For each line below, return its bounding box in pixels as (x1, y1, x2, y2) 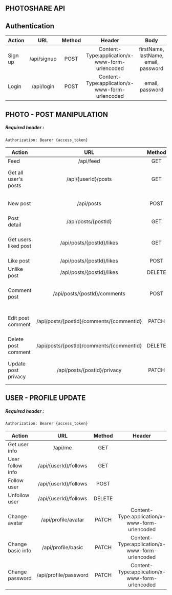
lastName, (139, 52, 164, 59)
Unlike (8, 265, 23, 272)
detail (8, 221, 21, 228)
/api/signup (29, 55, 57, 62)
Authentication (5, 22, 55, 30)
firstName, (139, 46, 164, 53)
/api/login (31, 83, 55, 90)
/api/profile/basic (41, 544, 83, 551)
